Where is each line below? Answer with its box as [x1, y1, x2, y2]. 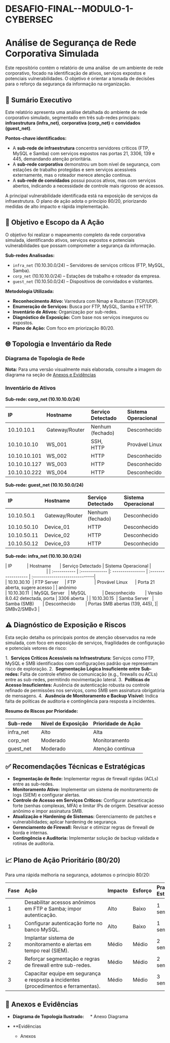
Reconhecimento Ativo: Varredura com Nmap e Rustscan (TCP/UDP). [12, 298, 159, 304]
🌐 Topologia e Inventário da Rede [5, 340, 112, 349]
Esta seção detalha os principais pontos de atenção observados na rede [5, 634, 156, 640]
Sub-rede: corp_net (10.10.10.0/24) [5, 396, 80, 402]
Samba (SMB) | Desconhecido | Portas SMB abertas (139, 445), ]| [5, 600, 158, 607]
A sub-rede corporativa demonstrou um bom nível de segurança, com [12, 161, 160, 167]
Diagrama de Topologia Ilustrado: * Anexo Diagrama [12, 1013, 129, 1019]
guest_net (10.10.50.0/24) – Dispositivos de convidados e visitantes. [12, 278, 153, 285]
